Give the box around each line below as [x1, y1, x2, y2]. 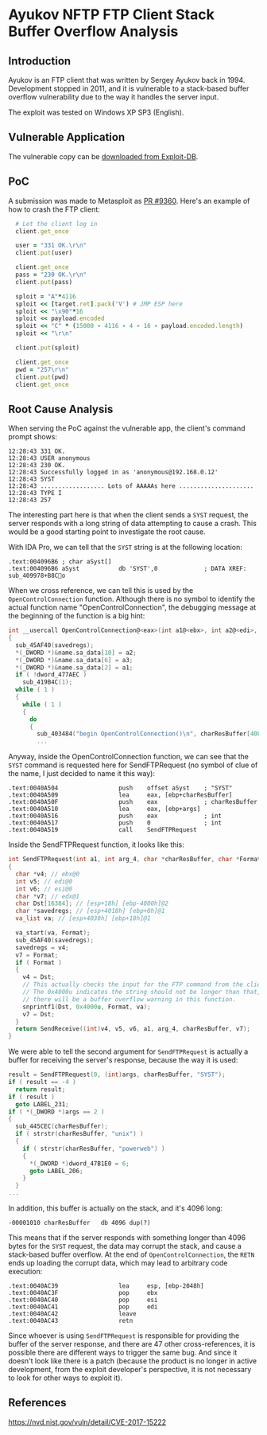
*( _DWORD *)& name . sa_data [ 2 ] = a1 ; [15, 663, 133, 672]
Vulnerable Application [8, 131, 126, 144]
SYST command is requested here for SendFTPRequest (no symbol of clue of [8, 760, 258, 770]
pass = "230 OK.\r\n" [15, 271, 87, 279]
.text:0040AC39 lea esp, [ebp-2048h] [8, 1282, 204, 1290]
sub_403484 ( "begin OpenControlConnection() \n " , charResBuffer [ [37, 730, 250, 738]
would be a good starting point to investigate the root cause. [8, 527, 206, 536]
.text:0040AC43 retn [8, 1317, 133, 1325]
